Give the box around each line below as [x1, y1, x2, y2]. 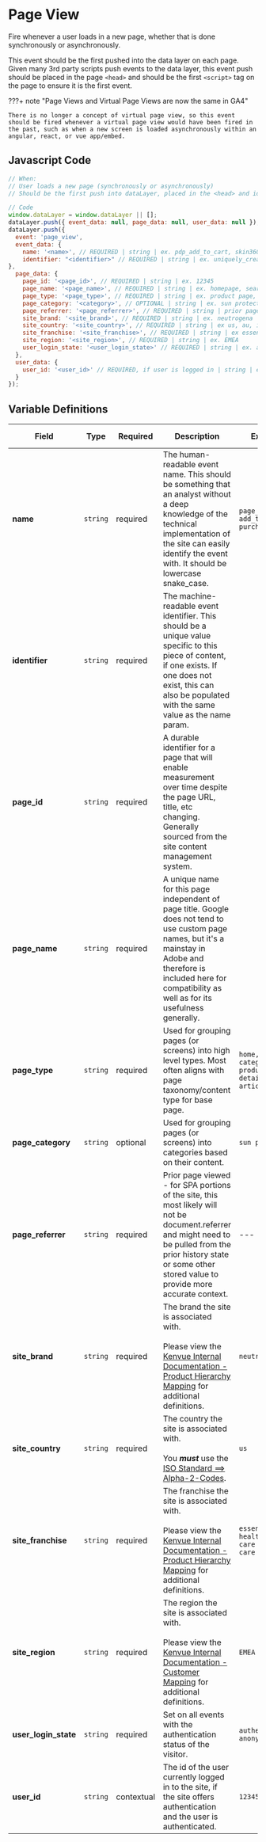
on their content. [162, 1157, 224, 1168]
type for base [162, 1094, 213, 1106]
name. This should [162, 469, 232, 480]
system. [162, 861, 192, 872]
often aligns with [162, 1065, 225, 1076]
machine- [179, 591, 217, 602]
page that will [162, 752, 213, 763]
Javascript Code [8, 154, 92, 167]
